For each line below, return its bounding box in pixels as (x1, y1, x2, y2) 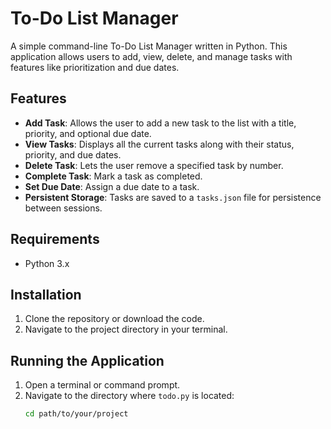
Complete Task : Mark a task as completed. (24, 170, 203, 182)
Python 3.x (24, 257, 70, 269)
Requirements (10, 231, 100, 248)
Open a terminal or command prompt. (24, 379, 181, 391)
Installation (10, 286, 82, 303)
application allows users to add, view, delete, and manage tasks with (10, 50, 293, 62)
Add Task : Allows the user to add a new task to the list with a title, (24, 117, 297, 129)
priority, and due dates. (24, 148, 122, 161)
